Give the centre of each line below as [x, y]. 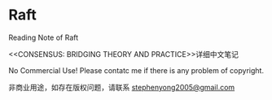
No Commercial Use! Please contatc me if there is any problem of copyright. [136, 70]
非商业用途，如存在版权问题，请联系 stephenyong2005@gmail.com [122, 87]
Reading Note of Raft [44, 37]
